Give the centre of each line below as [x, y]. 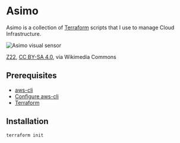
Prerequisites [31, 76]
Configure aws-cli [37, 96]
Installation [27, 121]
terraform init [25, 135]
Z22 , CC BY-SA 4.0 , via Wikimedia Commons [61, 57]
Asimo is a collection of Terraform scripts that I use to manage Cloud [90, 27]
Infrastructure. [24, 33]
